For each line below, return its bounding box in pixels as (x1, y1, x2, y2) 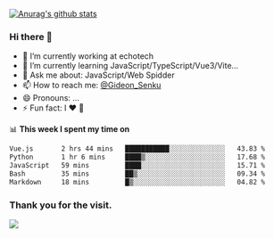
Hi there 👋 (9, 30, 54, 43)
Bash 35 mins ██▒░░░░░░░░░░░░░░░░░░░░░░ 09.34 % (9, 169, 266, 178)
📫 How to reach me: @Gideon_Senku (21, 80, 162, 91)
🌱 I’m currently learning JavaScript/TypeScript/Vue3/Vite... (21, 61, 239, 71)
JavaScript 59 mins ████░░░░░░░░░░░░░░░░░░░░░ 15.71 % (9, 161, 266, 170)
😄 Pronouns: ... (21, 93, 80, 103)
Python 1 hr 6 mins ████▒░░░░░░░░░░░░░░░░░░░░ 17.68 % (9, 152, 266, 162)
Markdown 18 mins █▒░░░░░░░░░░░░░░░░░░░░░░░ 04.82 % (9, 177, 266, 186)
